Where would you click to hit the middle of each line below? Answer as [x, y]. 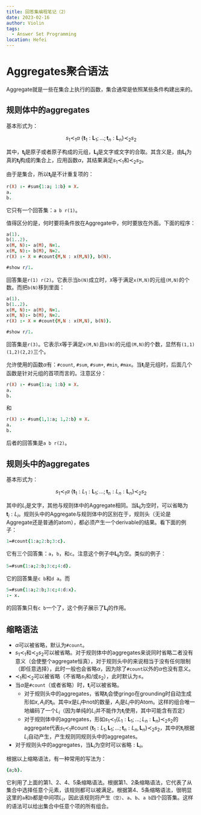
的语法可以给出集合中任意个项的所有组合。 [59, 806]
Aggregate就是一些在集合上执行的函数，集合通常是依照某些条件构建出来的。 [101, 89]
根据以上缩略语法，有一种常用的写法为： [56, 759]
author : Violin [25, 23]
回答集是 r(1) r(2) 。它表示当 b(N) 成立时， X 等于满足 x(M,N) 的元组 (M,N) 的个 [98, 279]
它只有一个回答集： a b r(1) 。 [44, 210]
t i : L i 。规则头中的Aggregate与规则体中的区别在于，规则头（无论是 [89, 514]
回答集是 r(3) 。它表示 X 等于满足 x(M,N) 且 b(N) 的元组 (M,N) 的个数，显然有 [94, 345]
